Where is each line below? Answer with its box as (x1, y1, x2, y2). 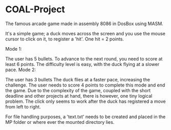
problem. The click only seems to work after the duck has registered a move (5, 98, 166, 104)
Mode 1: (5, 46, 22, 52)
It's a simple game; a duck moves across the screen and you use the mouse (5, 30, 165, 36)
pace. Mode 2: (5, 67, 36, 73)
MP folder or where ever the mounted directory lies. (5, 119, 115, 125)
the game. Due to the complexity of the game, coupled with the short (5, 87, 151, 93)
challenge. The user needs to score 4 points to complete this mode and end (5, 82, 165, 88)
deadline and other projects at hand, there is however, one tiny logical (5, 93, 153, 99)
